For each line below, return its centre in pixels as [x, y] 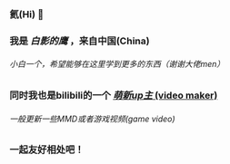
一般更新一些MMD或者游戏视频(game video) [92, 119]
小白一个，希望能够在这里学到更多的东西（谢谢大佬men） [117, 64]
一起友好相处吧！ [47, 150]
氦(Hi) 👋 [26, 14]
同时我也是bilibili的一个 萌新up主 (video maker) [114, 95]
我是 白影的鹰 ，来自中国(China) [80, 41]
